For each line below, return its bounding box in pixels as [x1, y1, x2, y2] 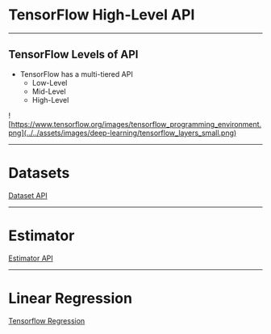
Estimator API [8, 253, 54, 263]
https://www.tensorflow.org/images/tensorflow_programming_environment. [10, 119, 262, 129]
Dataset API [8, 190, 48, 200]
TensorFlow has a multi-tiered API [19, 69, 133, 78]
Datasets [8, 163, 70, 182]
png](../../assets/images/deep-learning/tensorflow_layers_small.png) [8, 128, 237, 137]
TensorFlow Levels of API [8, 48, 139, 61]
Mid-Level [31, 87, 66, 96]
